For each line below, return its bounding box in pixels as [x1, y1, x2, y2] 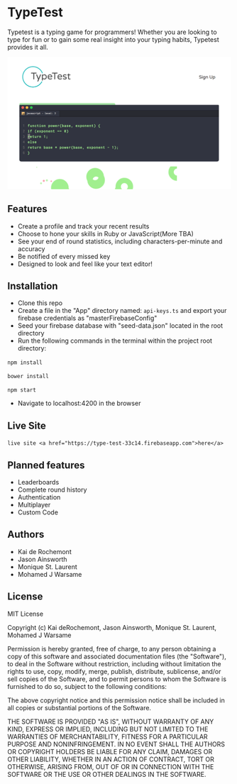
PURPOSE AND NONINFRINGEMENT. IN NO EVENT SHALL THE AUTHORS [7, 739, 226, 749]
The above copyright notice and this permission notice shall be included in [7, 696, 225, 705]
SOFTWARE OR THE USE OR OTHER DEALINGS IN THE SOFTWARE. [7, 770, 206, 778]
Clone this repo [17, 299, 62, 307]
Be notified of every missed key [17, 252, 111, 260]
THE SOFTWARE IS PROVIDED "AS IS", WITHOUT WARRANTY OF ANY [7, 717, 214, 726]
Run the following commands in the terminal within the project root [17, 336, 213, 345]
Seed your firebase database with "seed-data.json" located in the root [17, 321, 224, 330]
